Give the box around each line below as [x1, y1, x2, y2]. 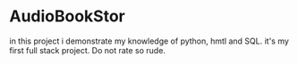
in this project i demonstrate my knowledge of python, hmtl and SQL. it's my [9, 36, 289, 46]
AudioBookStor [9, 6, 125, 27]
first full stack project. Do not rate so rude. [9, 44, 166, 55]
